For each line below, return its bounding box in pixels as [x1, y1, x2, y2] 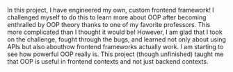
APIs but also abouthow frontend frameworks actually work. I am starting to [7, 43, 224, 51]
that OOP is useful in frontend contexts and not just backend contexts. [7, 57, 209, 65]
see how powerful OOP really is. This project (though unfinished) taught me [7, 50, 224, 58]
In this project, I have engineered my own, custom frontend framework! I [7, 6, 214, 14]
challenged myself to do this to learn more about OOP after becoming [7, 13, 207, 21]
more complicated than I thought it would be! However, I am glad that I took [7, 28, 223, 36]
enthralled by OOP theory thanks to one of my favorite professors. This [7, 21, 211, 28]
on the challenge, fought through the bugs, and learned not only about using [7, 35, 226, 44]
